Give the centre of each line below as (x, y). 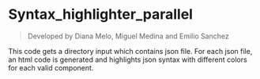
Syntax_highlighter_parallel (101, 14)
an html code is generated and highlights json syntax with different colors (128, 59)
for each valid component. (51, 67)
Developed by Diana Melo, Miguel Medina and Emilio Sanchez (128, 36)
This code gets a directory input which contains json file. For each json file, (130, 51)
